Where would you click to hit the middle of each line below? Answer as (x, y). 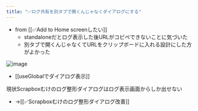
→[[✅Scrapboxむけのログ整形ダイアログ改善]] (72, 101)
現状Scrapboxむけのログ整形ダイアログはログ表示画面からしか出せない (94, 89)
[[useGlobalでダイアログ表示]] (52, 76)
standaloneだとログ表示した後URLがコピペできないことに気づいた (106, 37)
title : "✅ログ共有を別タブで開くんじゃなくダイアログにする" (74, 12)
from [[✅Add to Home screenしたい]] (61, 29)
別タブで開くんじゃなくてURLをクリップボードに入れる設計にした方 (108, 44)
